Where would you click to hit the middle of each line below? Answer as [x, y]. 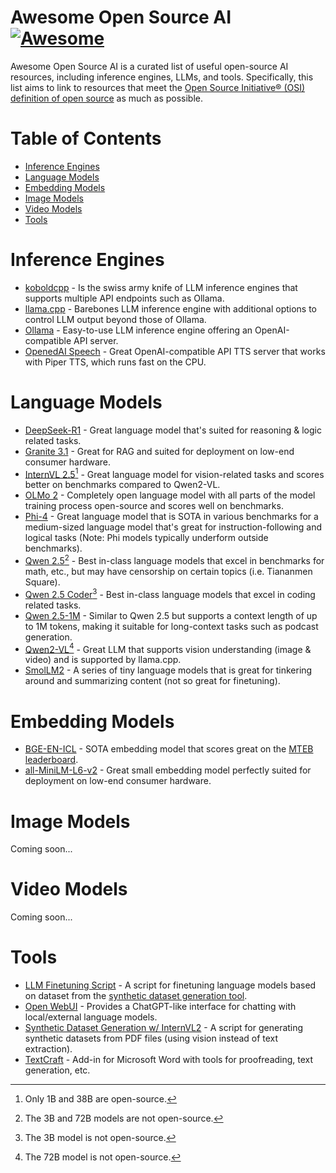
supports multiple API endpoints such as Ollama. [124, 298]
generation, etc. [57, 1070]
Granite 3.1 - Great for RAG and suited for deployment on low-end [159, 451]
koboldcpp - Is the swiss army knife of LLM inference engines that [161, 287]
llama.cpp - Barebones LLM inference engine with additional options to [171, 308]
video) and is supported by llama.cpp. [103, 660]
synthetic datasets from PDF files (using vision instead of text [151, 1038]
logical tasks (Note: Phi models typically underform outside [146, 538]
